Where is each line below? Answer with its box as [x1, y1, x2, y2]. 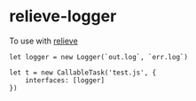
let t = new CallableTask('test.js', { [9, 68, 157, 77]
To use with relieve [9, 35, 78, 46]
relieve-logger [9, 6, 117, 27]
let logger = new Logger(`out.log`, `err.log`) [9, 52, 189, 61]
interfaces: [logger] [25, 75, 105, 85]
